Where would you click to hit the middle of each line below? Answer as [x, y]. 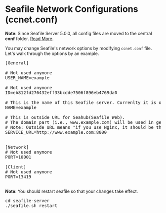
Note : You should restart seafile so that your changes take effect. [72, 191]
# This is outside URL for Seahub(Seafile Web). [65, 117]
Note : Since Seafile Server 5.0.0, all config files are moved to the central [79, 33]
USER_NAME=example [27, 78]
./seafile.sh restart [31, 206]
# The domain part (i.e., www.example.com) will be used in [80, 122]
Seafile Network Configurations [72, 9]
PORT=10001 [18, 157]
